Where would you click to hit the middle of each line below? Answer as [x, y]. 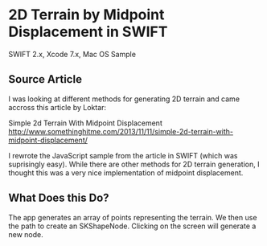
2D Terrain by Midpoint [86, 15]
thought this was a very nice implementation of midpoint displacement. [126, 172]
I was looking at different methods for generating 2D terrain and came [124, 99]
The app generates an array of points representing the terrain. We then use [133, 217]
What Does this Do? [59, 198]
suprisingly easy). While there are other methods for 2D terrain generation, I [134, 164]
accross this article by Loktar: [58, 107]
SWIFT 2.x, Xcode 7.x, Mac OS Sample [72, 54]
